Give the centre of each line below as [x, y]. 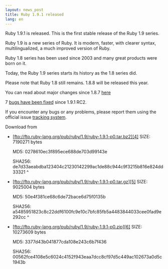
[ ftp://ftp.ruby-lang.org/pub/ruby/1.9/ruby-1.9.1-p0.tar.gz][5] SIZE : [80, 182]
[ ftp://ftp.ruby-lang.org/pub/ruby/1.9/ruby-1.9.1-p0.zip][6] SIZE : [77, 227]
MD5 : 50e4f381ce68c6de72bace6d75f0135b [59, 197]
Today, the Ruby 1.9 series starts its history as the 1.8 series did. [71, 73]
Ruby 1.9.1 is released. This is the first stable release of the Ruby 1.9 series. [82, 34]
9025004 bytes [29, 187]
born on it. [16, 64]
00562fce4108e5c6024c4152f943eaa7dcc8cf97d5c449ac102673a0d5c [87, 257]
